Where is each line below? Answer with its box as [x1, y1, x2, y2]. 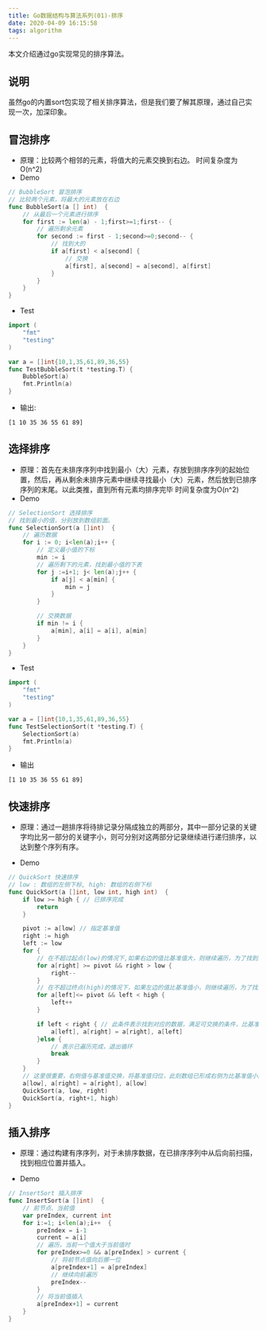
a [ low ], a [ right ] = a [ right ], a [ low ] [22, 1079, 148, 1088]
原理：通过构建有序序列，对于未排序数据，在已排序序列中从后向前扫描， [19, 1148, 257, 1157]
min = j [64, 583, 91, 591]
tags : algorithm [8, 26, 62, 34]
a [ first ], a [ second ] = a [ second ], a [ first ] [64, 262, 212, 270]
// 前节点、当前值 [22, 1204, 75, 1212]
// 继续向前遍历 [50, 1270, 98, 1278]
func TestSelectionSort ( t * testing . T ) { [8, 723, 145, 731]
